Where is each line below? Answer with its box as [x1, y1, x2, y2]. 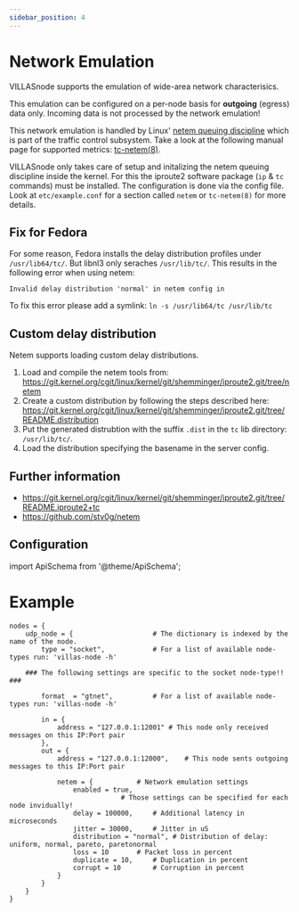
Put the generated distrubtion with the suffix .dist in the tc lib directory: [21, 424, 287, 435]
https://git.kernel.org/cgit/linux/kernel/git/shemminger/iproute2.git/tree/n [21, 376, 290, 388]
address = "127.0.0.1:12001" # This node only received [56, 723, 269, 732]
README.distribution [21, 415, 100, 425]
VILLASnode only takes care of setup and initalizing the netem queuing [9, 161, 270, 172]
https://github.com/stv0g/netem [21, 512, 141, 522]
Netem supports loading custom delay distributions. [9, 349, 199, 361]
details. [9, 199, 36, 210]
